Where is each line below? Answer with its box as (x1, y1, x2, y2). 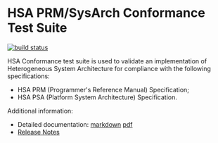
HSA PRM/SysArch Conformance (7, 5, 205, 21)
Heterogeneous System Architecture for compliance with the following (7, 64, 211, 73)
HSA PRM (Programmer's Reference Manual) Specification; (17, 85, 190, 94)
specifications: (7, 72, 51, 80)
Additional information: (7, 106, 74, 115)
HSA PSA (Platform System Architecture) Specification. (17, 93, 177, 101)
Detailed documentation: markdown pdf (17, 120, 133, 128)
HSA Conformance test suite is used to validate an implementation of (7, 56, 207, 65)
